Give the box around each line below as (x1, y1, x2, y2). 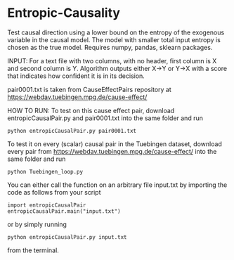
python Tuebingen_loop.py (7, 168, 83, 175)
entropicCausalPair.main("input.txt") (7, 207, 121, 215)
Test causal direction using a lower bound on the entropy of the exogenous (7, 28, 225, 37)
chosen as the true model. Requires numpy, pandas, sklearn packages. (7, 43, 213, 51)
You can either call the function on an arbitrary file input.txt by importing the (7, 181, 228, 189)
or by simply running (7, 220, 67, 228)
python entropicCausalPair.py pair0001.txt (7, 127, 137, 134)
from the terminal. (7, 246, 60, 254)
